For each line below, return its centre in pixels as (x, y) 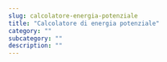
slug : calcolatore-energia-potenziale (73, 16)
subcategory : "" (35, 38)
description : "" (35, 46)
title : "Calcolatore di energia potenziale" (84, 23)
